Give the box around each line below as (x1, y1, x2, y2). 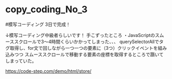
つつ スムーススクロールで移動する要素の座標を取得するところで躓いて (14, 51, 164, 57)
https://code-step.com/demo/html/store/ (5, 68, 91, 74)
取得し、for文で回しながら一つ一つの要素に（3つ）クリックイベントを (9, 45, 158, 51)
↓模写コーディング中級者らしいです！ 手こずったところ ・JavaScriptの (5, 32, 156, 38)
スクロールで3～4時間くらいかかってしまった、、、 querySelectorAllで (14, 38, 159, 45)
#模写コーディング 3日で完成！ (5, 21, 71, 27)
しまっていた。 (5, 57, 37, 64)
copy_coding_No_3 (5, 4, 88, 15)
